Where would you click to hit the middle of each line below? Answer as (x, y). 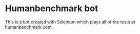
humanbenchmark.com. (29, 27)
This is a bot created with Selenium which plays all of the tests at (70, 22)
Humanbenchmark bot (52, 8)
